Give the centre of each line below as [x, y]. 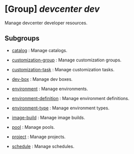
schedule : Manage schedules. [43, 146]
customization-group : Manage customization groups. [67, 60]
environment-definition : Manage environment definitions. [70, 98]
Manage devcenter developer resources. [46, 23]
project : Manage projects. [39, 137]
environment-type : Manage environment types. [61, 108]
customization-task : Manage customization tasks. [63, 69]
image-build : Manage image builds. [48, 117]
